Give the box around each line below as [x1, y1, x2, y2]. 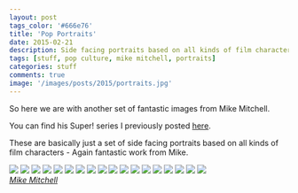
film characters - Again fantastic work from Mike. [9, 147, 189, 158]
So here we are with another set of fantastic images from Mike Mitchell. [9, 103, 271, 113]
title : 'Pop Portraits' [9, 29, 98, 38]
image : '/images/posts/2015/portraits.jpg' [9, 79, 173, 88]
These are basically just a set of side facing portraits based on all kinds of [9, 137, 279, 148]
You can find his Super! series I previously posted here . [9, 120, 211, 131]
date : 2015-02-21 [9, 37, 74, 47]
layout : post [9, 12, 58, 22]
